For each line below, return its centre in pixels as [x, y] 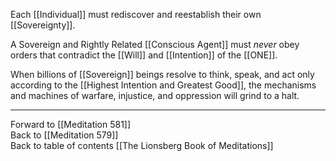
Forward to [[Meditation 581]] [71, 124]
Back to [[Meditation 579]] [64, 135]
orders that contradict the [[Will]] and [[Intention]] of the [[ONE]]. [144, 55]
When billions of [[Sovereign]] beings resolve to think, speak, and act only [162, 74]
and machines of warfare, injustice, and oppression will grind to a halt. [155, 95]
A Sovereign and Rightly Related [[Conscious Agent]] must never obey [155, 44]
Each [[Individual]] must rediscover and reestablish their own [136, 14]
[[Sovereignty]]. [43, 25]
